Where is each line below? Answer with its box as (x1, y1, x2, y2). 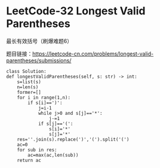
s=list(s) (17, 79, 42, 85)
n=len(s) (17, 84, 39, 90)
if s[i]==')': (27, 100, 63, 106)
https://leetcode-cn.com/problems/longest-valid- (32, 50, 154, 57)
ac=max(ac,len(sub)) (27, 152, 79, 158)
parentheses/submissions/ (6, 57, 72, 64)
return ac (17, 157, 42, 163)
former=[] (17, 89, 42, 95)
